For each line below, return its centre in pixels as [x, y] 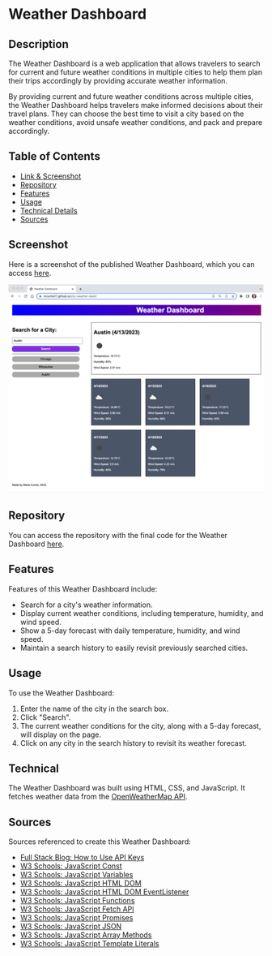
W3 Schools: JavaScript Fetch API [77, 909]
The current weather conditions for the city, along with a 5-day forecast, [140, 726]
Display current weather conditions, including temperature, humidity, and [142, 613]
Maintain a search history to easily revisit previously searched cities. [134, 648]
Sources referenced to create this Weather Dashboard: [100, 842]
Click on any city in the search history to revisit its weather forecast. [133, 743]
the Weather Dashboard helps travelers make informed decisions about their [136, 105]
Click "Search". [45, 717]
